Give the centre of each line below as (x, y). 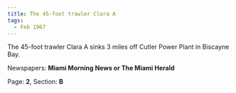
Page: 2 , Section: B (36, 82)
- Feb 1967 (30, 27)
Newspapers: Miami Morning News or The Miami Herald (91, 68)
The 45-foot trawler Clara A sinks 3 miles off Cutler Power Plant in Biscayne (118, 47)
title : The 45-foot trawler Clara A (61, 14)
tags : (15, 20)
